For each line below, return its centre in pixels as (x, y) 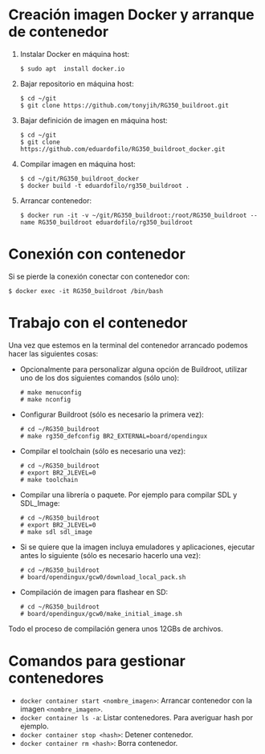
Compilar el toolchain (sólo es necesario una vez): (103, 450)
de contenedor (59, 32)
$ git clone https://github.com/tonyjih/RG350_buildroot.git (124, 105)
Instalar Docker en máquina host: (75, 54)
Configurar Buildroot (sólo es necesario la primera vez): (112, 414)
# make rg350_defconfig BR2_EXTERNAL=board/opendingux (114, 436)
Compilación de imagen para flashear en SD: (94, 592)
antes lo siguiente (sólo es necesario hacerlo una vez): (110, 555)
